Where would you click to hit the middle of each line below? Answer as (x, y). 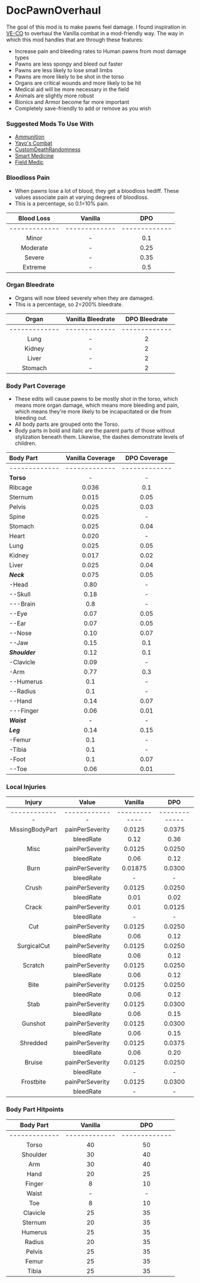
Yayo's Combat (33, 143)
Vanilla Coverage (90, 458)
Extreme (35, 267)
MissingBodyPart (34, 830)
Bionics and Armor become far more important (72, 102)
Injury (33, 802)
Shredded (34, 1043)
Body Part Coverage (36, 386)
